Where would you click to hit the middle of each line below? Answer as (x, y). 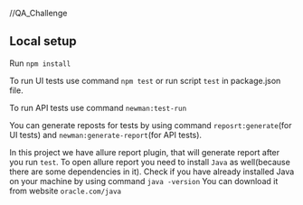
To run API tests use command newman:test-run (98, 107)
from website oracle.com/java (66, 191)
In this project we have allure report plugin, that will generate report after (145, 152)
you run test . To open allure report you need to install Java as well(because (150, 162)
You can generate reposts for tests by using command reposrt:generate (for (151, 125)
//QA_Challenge (38, 13)
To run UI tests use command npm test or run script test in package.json (145, 80)
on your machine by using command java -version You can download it (144, 181)
